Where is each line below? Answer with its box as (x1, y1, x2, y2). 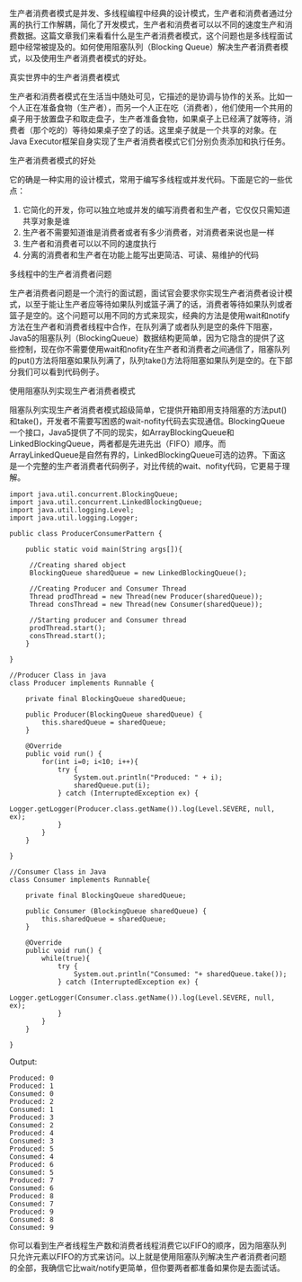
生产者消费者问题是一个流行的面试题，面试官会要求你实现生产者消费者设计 (9, 288, 285, 298)
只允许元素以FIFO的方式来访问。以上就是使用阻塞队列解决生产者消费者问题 (9, 1251, 287, 1261)
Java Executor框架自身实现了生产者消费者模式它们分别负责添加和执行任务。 (9, 136, 290, 147)
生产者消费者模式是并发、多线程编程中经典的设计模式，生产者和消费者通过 (9, 8, 285, 18)
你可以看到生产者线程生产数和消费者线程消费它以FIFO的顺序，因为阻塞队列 (9, 1240, 287, 1251)
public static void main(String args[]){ (25, 545, 182, 554)
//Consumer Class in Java (9, 868, 106, 877)
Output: (9, 1056, 38, 1067)
